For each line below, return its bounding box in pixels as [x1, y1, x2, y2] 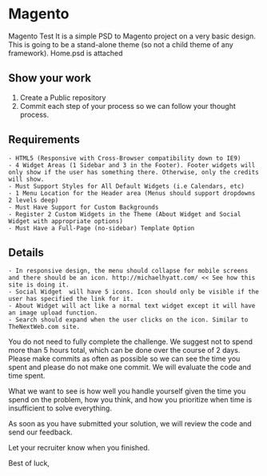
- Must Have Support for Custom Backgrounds [8, 203, 159, 211]
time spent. [8, 371, 46, 381]
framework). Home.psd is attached [8, 48, 123, 58]
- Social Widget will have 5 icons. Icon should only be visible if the [8, 288, 260, 296]
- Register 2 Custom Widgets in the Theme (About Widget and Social [8, 210, 241, 218]
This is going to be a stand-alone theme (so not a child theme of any [8, 39, 233, 49]
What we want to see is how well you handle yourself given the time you [8, 386, 246, 396]
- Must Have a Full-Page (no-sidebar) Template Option [8, 224, 195, 232]
